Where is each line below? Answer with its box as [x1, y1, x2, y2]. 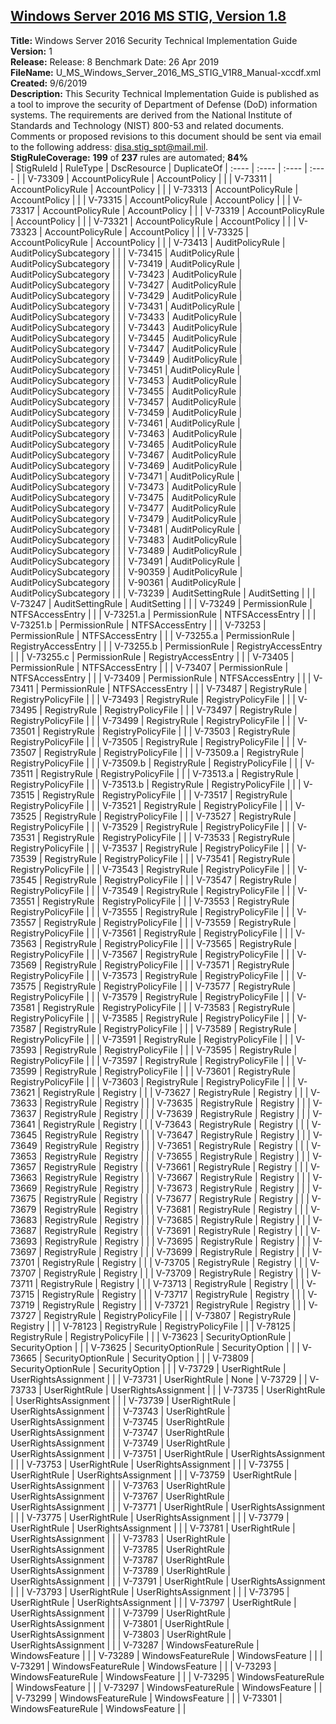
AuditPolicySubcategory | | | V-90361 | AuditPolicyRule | [10, 576, 242, 588]
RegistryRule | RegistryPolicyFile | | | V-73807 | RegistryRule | [43, 1309, 297, 1321]
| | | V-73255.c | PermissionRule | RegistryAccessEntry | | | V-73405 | [10, 650, 295, 663]
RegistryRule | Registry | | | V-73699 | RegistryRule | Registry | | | [43, 1245, 311, 1258]
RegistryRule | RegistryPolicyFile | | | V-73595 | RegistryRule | [44, 1044, 298, 1056]
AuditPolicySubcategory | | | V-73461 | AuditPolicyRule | [10, 417, 241, 429]
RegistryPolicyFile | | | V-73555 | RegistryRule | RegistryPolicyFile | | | [10, 905, 295, 918]
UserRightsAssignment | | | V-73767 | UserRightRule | [10, 1490, 231, 1502]
